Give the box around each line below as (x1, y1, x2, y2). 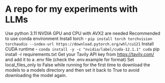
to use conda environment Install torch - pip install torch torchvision (5, 36, 153, 41)
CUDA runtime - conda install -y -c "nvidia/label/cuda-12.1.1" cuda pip (5, 46, 160, 52)
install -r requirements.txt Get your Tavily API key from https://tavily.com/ (5, 51, 155, 57)
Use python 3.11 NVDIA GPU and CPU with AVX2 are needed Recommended (5, 30, 161, 36)
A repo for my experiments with (5, 3, 138, 15)
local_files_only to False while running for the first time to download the (5, 62, 150, 68)
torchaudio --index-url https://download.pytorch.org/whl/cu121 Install (5, 41, 154, 46)
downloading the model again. (5, 72, 67, 78)
